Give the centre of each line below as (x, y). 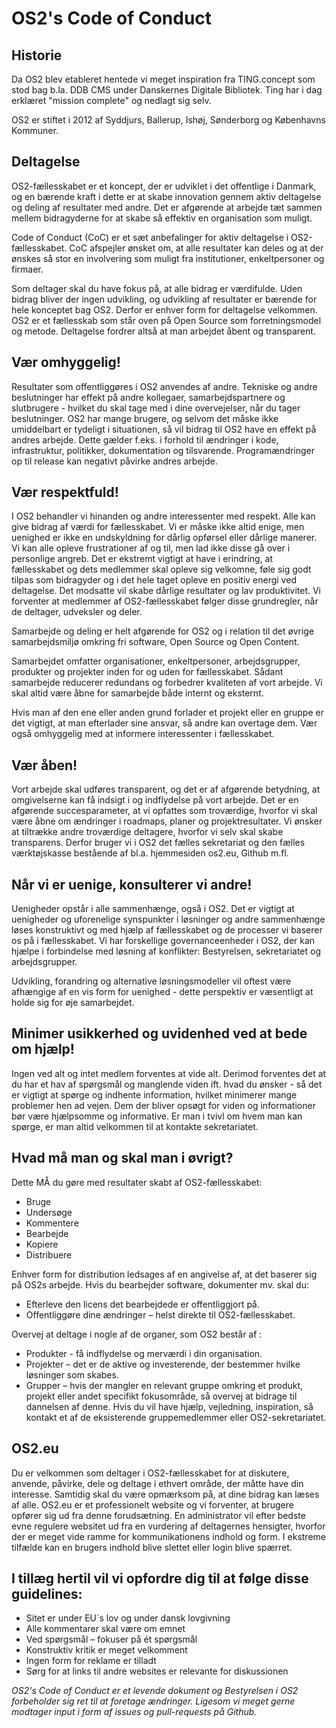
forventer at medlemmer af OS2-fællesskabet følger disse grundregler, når (165, 601)
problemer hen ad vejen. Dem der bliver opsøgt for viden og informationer (163, 1105)
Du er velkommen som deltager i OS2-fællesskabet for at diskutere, (150, 1473)
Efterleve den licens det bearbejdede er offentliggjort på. (143, 1304)
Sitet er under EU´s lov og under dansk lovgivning (128, 1618)
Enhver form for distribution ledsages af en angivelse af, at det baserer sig (164, 1274)
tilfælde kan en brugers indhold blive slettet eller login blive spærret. (152, 1547)
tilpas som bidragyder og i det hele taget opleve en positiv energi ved (154, 580)
